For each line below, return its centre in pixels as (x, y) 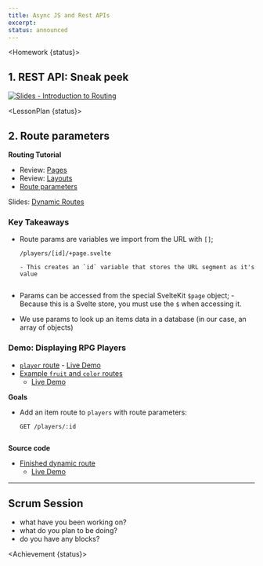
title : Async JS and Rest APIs (59, 15)
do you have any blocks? (59, 539)
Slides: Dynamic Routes (46, 202)
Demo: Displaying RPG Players (67, 348)
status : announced (38, 30)
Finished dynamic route (58, 463)
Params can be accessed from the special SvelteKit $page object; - (127, 296)
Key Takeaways (39, 222)
